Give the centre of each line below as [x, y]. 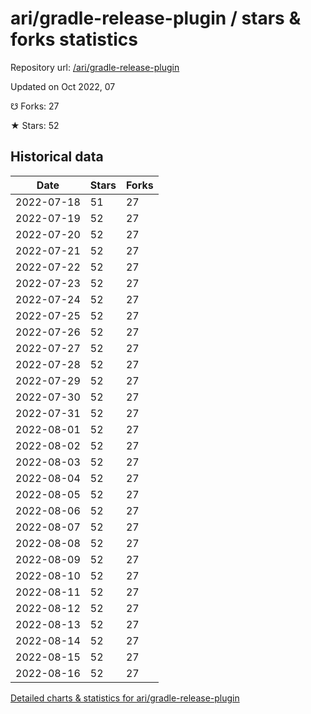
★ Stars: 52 [35, 125]
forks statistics [74, 39]
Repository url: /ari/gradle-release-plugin [95, 67]
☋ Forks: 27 [35, 106]
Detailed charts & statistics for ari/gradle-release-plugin [125, 698]
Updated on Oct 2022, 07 [63, 86]
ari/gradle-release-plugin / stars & [156, 18]
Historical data [57, 157]
